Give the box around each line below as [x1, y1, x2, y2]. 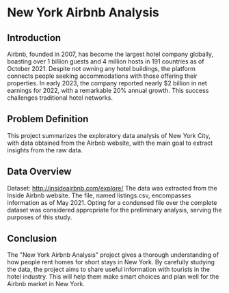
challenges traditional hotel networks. [7, 94, 113, 102]
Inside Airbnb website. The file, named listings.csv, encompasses [7, 191, 191, 199]
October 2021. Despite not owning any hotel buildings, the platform [7, 65, 196, 72]
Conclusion [7, 233, 57, 245]
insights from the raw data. [7, 145, 83, 154]
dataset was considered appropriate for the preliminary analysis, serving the [7, 206, 222, 214]
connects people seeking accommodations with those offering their [7, 72, 198, 80]
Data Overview [7, 166, 72, 178]
